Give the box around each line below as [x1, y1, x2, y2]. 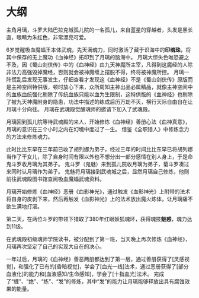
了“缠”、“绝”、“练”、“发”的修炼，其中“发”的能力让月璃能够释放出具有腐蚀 [6, 277, 185, 285]
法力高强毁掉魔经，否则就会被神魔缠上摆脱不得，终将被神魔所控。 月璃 [11, 68, 184, 75]
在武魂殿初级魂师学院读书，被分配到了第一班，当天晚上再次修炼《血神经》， [6, 235, 191, 242]
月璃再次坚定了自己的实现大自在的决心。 [6, 243, 105, 250]
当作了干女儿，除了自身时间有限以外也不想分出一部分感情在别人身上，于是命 [6, 153, 193, 160]
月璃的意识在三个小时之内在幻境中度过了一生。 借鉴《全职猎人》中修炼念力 [6, 125, 190, 132]
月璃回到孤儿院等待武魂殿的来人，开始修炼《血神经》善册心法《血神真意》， [6, 118, 191, 125]
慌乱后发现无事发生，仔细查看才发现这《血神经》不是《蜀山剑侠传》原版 [11, 75, 188, 83]
